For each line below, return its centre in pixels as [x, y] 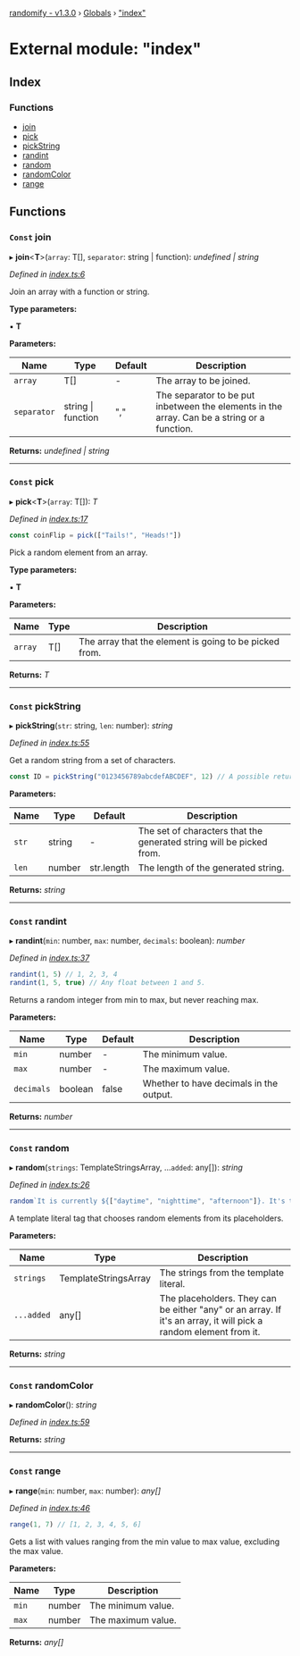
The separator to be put [205, 395]
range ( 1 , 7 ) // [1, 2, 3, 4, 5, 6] [75, 1524]
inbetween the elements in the [219, 406]
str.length [109, 868]
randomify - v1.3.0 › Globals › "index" [78, 13]
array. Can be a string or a [210, 417]
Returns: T [29, 675]
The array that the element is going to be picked [179, 641]
